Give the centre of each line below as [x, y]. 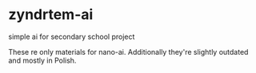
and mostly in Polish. [42, 60]
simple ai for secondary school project [72, 36]
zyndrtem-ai [51, 15]
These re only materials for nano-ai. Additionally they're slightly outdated [128, 52]
